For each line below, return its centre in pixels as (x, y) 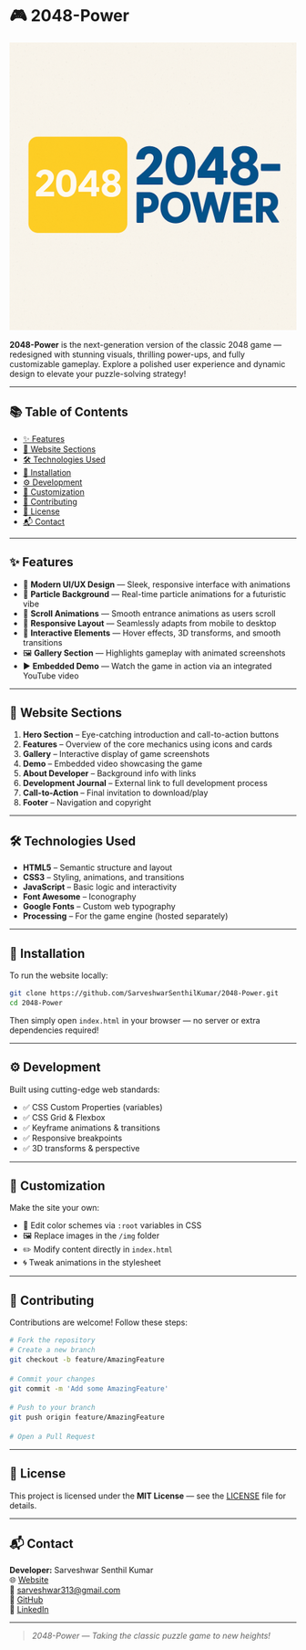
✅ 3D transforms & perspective (81, 1148)
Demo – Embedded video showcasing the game (112, 764)
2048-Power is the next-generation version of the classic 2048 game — (146, 344)
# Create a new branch (52, 1350)
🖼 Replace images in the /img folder (91, 1235)
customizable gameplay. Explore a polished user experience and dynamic (148, 363)
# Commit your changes (52, 1379)
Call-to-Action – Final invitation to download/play (115, 793)
